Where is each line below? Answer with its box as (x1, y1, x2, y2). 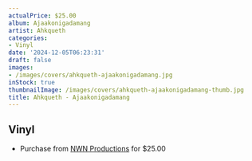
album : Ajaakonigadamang (8, 19, 91, 27)
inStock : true (8, 78, 56, 86)
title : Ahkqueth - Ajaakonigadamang (8, 93, 130, 101)
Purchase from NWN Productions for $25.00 (19, 144, 166, 154)
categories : (8, 33, 48, 42)
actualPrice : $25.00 (8, 11, 77, 20)
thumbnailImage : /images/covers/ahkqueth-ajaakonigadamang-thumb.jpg (8, 85, 245, 94)
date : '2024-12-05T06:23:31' (8, 49, 105, 57)
